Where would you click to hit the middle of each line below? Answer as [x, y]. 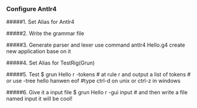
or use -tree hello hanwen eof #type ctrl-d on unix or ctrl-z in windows [93, 81]
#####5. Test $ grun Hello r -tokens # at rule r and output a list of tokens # [99, 75]
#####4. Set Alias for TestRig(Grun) [51, 63]
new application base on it [39, 51]
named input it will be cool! [40, 99]
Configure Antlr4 [31, 9]
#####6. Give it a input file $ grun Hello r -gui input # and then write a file [97, 92]
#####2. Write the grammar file [45, 33]
